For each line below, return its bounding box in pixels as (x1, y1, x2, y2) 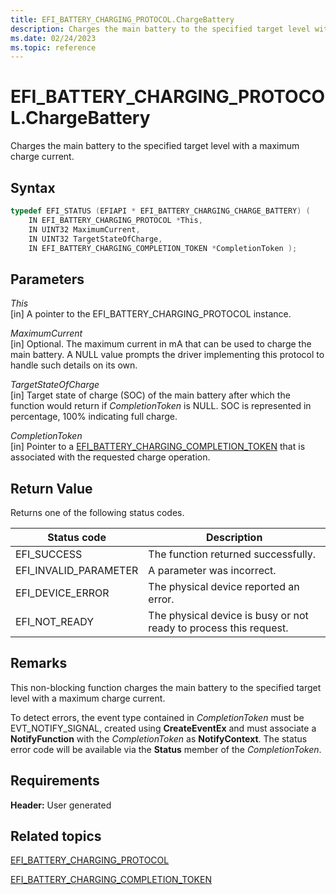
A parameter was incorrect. (148, 564, 277, 577)
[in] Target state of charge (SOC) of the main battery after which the (10, 389, 291, 401)
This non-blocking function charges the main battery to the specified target (10, 681, 322, 693)
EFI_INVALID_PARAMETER (15, 564, 139, 577)
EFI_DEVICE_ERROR (15, 586, 110, 600)
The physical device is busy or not (148, 609, 309, 622)
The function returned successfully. (148, 547, 317, 561)
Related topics (10, 828, 102, 845)
